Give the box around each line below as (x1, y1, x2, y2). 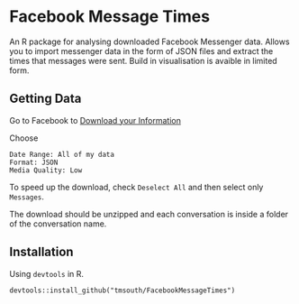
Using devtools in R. (9, 268, 84, 279)
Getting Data (9, 91, 82, 106)
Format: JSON (9, 158, 59, 167)
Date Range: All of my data (9, 150, 115, 159)
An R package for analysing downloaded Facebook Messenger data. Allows (9, 36, 290, 47)
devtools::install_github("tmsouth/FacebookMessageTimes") (9, 286, 236, 295)
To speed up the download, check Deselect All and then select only (9, 181, 264, 192)
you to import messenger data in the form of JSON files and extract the (9, 45, 274, 56)
